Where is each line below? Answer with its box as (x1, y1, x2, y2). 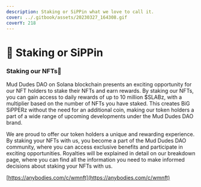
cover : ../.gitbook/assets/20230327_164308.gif (6, 14, 128, 20)
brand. (6, 119, 23, 126)
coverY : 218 (6, 20, 36, 26)
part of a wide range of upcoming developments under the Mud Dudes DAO (6, 112, 194, 120)
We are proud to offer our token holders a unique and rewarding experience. (6, 130, 195, 138)
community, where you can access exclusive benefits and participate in (6, 143, 183, 150)
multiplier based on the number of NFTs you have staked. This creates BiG (6, 99, 190, 107)
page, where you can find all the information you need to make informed (6, 156, 185, 163)
